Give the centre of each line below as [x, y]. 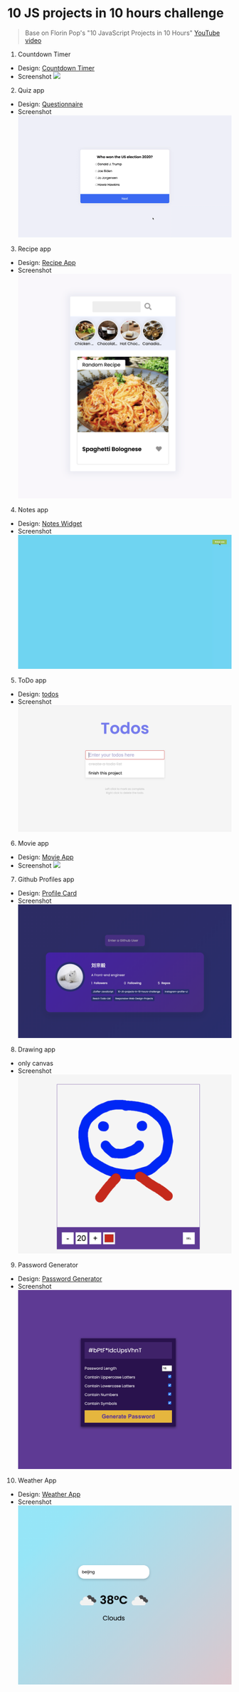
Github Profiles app [46, 879]
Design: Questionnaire [50, 104]
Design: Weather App [49, 1495]
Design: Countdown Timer [56, 68]
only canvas [35, 1064]
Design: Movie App [46, 857]
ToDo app [32, 680]
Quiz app [31, 90]
